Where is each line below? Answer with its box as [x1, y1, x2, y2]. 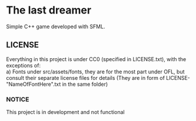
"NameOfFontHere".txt [6, 80, 61, 88]
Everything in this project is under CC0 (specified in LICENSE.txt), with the [6, 55, 187, 62]
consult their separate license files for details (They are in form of [6, 74, 165, 81]
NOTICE [6, 95, 29, 103]
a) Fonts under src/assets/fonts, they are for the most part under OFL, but [6, 68, 185, 75]
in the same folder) [62, 80, 108, 88]
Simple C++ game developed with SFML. [6, 23, 105, 30]
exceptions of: [6, 62, 41, 69]
